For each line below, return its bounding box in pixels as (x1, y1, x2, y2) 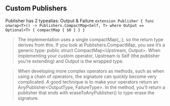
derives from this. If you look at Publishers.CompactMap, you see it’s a (17, 42, 165, 48)
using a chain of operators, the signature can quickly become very (17, 73, 157, 79)
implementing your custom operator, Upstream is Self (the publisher (17, 52, 160, 59)
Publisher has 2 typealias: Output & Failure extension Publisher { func (5, 17, 155, 23)
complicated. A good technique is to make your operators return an (17, 78, 159, 85)
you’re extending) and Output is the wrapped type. (17, 58, 124, 64)
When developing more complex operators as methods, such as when (17, 68, 164, 74)
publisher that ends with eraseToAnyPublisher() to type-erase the (17, 89, 155, 96)
